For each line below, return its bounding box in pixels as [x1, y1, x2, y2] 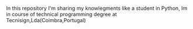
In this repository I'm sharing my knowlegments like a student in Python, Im [6, 5, 188, 11]
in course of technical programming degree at [6, 11, 117, 18]
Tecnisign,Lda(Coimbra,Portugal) [6, 17, 86, 23]
